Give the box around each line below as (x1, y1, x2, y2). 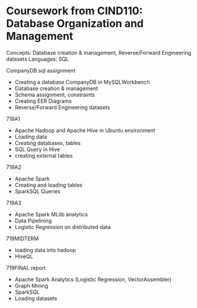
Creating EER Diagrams (14, 97, 72, 105)
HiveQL (14, 253, 33, 260)
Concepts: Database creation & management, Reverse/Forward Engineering (6, 49, 192, 56)
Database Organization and (6, 17, 144, 30)
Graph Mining (14, 282, 49, 289)
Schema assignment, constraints (14, 91, 95, 98)
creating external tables (14, 152, 73, 159)
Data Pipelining (14, 217, 52, 224)
